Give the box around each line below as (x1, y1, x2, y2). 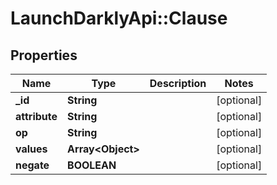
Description (149, 77, 207, 90)
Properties (10, 47, 78, 64)
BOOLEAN (67, 158, 117, 172)
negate (15, 158, 50, 172)
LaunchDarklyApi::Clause (10, 7, 228, 30)
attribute (15, 110, 58, 123)
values (15, 142, 48, 156)
